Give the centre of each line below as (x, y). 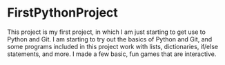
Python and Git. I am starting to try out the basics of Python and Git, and (110, 39)
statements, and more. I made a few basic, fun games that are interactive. (112, 54)
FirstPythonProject (63, 13)
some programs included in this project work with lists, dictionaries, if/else (113, 46)
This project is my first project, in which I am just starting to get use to (106, 32)
